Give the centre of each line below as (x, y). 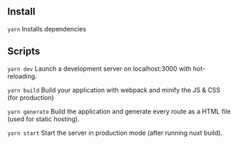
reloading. (22, 76)
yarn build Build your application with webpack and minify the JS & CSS (114, 90)
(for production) (31, 97)
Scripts (24, 52)
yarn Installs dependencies (47, 29)
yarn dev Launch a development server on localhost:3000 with (99, 68)
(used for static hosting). (43, 119)
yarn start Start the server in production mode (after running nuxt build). (115, 133)
